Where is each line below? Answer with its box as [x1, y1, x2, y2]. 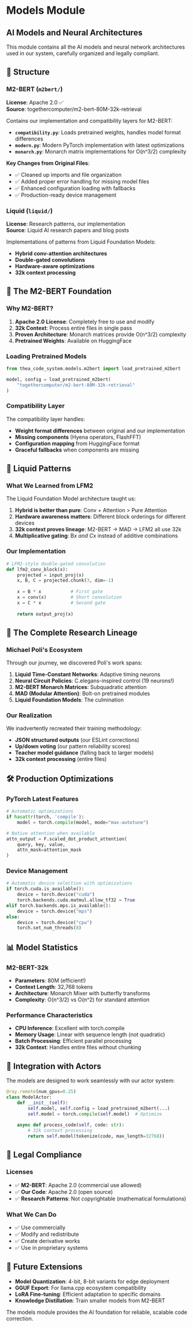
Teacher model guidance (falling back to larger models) [14, 749, 154, 756]
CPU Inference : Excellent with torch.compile [14, 1025, 125, 1032]
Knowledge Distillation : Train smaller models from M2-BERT [14, 1296, 165, 1304]
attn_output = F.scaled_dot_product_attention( [6, 836, 128, 842]
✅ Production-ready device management [14, 191, 117, 198]
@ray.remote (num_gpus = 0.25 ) [6, 1089, 77, 1095]
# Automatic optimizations [6, 808, 74, 814]
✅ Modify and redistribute [14, 1230, 79, 1238]
